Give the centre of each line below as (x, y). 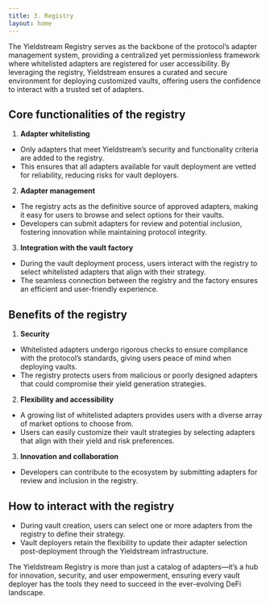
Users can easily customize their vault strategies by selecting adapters (137, 432)
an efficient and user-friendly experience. (89, 289)
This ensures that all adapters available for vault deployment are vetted (138, 167)
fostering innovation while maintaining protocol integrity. (113, 232)
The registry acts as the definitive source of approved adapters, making (139, 207)
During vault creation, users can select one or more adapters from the (136, 525)
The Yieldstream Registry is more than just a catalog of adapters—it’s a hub (133, 566)
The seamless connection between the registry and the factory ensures (139, 281)
